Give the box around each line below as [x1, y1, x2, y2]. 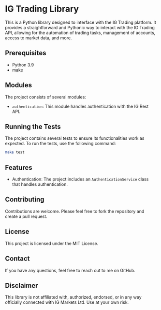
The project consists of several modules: [5, 94, 86, 100]
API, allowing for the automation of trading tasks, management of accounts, [5, 30, 156, 35]
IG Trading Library [5, 3, 79, 15]
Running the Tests [5, 122, 61, 131]
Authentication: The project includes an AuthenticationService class [12, 176, 149, 182]
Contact [5, 255, 30, 263]
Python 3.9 [12, 62, 34, 67]
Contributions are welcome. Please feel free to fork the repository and [5, 208, 145, 214]
